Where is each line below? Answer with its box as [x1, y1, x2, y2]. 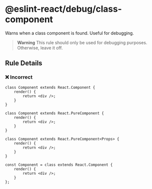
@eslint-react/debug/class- [5, 3, 122, 15]
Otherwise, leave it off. [17, 45, 63, 51]
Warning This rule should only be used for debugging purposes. [17, 39, 148, 45]
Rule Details [5, 59, 43, 67]
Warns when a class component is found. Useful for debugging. [5, 30, 134, 36]
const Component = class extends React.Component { [5, 162, 113, 167]
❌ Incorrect [5, 74, 33, 81]
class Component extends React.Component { [5, 85, 96, 90]
